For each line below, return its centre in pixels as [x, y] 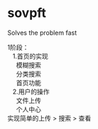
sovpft [27, 13]
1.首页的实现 [30, 56]
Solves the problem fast [42, 33]
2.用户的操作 [31, 91]
